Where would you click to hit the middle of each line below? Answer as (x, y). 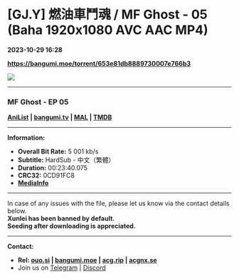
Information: (26, 138)
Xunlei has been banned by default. (61, 219)
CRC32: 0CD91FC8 (46, 175)
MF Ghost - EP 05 (38, 102)
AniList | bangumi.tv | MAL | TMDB (60, 117)
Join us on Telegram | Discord (62, 268)
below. (17, 211)
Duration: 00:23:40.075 (52, 168)
